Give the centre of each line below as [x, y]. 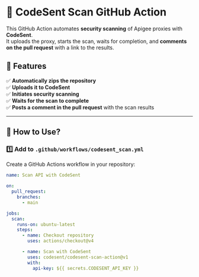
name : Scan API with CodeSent [44, 175]
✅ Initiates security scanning [43, 94]
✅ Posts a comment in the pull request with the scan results [80, 107]
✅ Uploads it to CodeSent [38, 87]
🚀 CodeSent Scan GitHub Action [86, 12]
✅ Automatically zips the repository [51, 80]
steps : [25, 230]
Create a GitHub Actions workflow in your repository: [71, 164]
